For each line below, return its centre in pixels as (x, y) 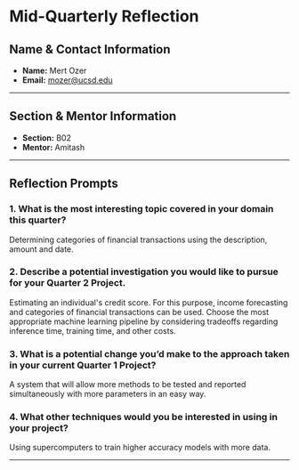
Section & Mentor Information (93, 116)
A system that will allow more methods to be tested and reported (128, 385)
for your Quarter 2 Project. (68, 283)
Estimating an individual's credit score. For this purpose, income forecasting (149, 302)
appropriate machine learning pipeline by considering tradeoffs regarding (144, 321)
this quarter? (38, 220)
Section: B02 (46, 138)
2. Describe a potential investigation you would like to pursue (144, 271)
